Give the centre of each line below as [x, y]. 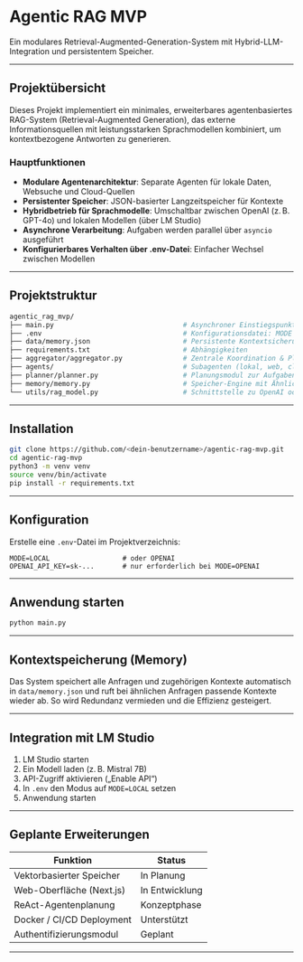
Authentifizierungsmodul [66, 934]
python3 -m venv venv [50, 467]
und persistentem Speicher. [102, 51]
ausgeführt [43, 240]
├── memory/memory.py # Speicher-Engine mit [139, 383]
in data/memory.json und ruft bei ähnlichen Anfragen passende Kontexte [143, 691]
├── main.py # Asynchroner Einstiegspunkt [153, 325]
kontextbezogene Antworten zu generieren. [90, 138]
